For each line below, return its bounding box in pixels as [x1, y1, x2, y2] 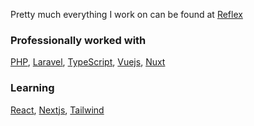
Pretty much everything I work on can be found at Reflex [10, 9, 243, 20]
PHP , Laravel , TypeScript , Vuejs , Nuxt [10, 56, 166, 68]
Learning [10, 81, 55, 95]
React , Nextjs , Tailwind [10, 104, 105, 116]
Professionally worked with [10, 33, 147, 47]
